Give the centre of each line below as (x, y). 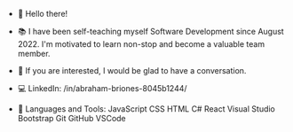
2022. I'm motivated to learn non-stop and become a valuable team (141, 44)
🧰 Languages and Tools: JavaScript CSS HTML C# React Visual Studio (146, 109)
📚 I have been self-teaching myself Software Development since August (150, 31)
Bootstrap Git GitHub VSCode (71, 118)
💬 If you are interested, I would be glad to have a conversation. (132, 70)
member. (34, 54)
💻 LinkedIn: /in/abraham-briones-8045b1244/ (103, 88)
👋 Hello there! (43, 14)
